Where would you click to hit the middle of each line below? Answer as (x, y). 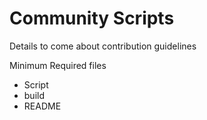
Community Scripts (92, 18)
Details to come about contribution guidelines (103, 46)
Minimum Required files (58, 65)
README (42, 106)
